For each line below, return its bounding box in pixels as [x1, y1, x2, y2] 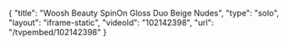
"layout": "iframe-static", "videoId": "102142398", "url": [8, 17, 214, 28]
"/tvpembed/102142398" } [8, 27, 107, 37]
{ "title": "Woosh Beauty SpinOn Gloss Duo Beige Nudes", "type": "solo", [8, 8, 280, 18]
